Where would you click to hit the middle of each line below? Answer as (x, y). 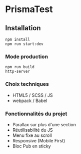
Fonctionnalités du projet (36, 114)
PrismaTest (29, 9)
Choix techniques (27, 84)
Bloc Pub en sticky (31, 146)
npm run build (20, 67)
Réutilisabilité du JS (33, 130)
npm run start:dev (24, 44)
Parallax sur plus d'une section (44, 124)
